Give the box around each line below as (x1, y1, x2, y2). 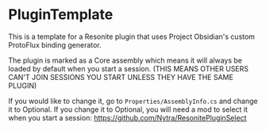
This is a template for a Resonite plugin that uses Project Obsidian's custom (8, 32, 256, 41)
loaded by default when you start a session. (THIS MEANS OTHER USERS (8, 63, 249, 73)
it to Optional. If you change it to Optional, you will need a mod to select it (8, 105, 249, 114)
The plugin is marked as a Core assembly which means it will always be (8, 55, 242, 65)
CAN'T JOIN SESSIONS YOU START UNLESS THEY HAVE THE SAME (8, 72, 234, 82)
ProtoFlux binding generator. (8, 40, 102, 49)
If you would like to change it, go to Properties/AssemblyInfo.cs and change (8, 96, 258, 105)
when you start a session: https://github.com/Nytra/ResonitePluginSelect (8, 113, 247, 122)
